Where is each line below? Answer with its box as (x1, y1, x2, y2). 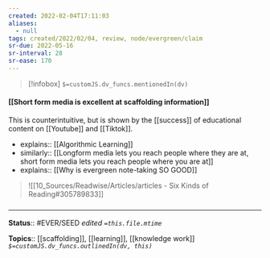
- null (15, 27, 38, 35)
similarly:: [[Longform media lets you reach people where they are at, (19, 148, 249, 158)
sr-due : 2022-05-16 (8, 42, 74, 50)
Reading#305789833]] (27, 189, 104, 199)
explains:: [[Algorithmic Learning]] (19, 139, 133, 149)
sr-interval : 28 (8, 49, 63, 57)
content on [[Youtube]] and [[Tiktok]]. (8, 124, 133, 134)
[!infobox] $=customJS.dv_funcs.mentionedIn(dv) (27, 78, 189, 89)
